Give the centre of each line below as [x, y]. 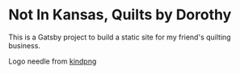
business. [24, 45]
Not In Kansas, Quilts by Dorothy [120, 15]
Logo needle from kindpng [53, 61]
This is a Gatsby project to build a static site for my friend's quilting [120, 37]
